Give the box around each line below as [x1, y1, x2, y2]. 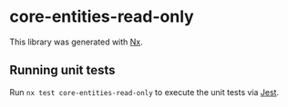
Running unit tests [9, 63, 116, 78]
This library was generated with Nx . [9, 36, 143, 47]
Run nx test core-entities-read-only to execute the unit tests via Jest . [9, 86, 280, 97]
